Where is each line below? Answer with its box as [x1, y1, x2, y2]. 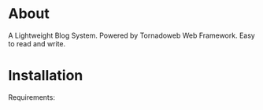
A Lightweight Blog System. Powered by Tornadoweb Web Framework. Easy [8, 31, 256, 40]
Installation [8, 67, 83, 85]
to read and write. [8, 38, 66, 48]
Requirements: [8, 92, 55, 102]
